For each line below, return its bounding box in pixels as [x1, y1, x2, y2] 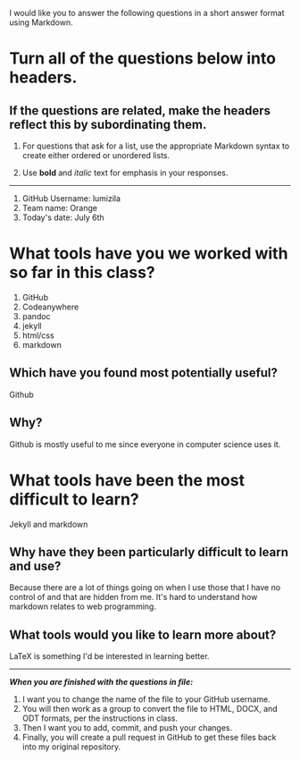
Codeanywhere [21, 301, 79, 312]
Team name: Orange [21, 203, 98, 213]
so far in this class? [9, 263, 156, 283]
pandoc [21, 310, 51, 321]
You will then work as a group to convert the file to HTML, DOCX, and [21, 704, 279, 714]
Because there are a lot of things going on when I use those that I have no [9, 582, 281, 593]
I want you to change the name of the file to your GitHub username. [21, 694, 271, 705]
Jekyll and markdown [9, 519, 88, 529]
